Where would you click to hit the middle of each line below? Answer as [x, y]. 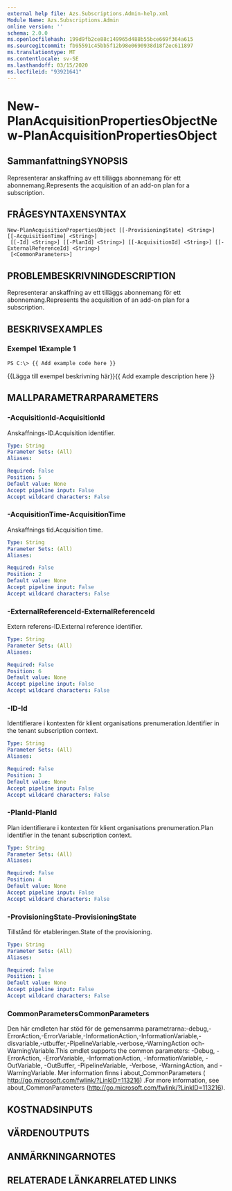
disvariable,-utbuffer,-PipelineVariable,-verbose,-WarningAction [98, 1044]
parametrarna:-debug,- [178, 1029]
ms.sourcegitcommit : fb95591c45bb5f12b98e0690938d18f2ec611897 [100, 46]
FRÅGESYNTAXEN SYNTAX [67, 214]
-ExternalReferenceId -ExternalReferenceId [81, 611]
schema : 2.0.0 [28, 33]
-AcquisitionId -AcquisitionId [56, 418]
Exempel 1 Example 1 [42, 349]
